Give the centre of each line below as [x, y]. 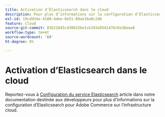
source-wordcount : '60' [29, 37]
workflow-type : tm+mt [27, 32]
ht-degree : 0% [20, 42]
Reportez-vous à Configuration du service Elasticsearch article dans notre [80, 94]
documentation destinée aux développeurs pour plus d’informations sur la [80, 99]
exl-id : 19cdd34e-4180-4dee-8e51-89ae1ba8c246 [54, 19]
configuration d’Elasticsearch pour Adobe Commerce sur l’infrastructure [78, 105]
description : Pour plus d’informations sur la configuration [69, 14]
